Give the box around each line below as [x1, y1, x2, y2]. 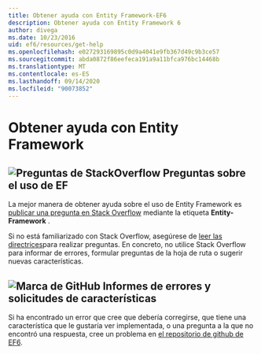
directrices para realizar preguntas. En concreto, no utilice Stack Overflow [8, 240, 246, 249]
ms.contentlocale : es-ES [8, 70, 90, 78]
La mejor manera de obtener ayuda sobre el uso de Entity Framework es [8, 200, 242, 209]
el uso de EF [8, 179, 68, 192]
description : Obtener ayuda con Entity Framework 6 [8, 19, 181, 27]
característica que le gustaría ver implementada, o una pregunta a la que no [8, 321, 254, 330]
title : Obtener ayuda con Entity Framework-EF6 [8, 11, 167, 20]
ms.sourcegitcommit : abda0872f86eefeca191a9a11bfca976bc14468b [8, 56, 220, 64]
